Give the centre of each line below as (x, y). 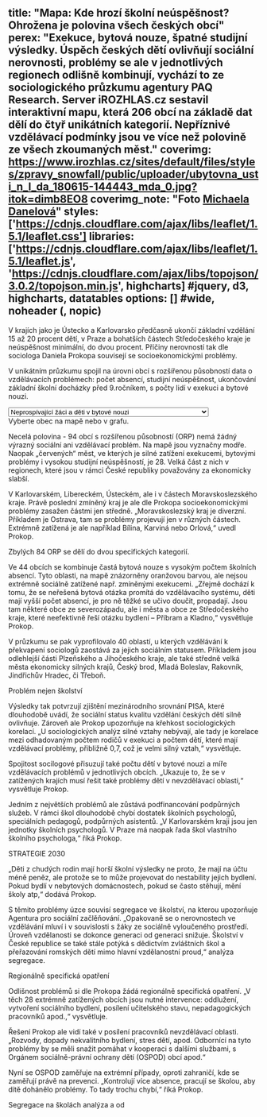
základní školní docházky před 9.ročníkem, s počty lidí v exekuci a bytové (128, 388)
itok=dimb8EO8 (48, 199)
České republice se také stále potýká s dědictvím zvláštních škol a (117, 943)
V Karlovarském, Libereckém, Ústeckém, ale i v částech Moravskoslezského (133, 494)
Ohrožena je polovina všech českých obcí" (116, 26)
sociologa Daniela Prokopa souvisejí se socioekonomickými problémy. (123, 355)
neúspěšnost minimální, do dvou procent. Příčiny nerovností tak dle (118, 347)
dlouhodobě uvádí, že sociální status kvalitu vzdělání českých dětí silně (125, 714)
